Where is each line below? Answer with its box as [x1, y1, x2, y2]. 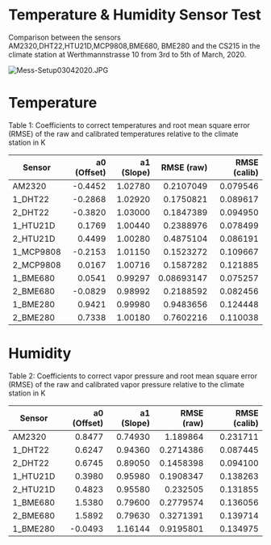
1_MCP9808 [12, 246, 62, 257]
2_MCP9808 [12, 259, 62, 270]
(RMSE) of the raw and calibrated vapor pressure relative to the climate [8, 379, 244, 389]
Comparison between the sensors [8, 32, 121, 42]
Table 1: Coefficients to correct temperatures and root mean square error [8, 120, 250, 130]
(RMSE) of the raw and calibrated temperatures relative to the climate [8, 129, 239, 138]
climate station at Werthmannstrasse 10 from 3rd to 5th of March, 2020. [8, 49, 247, 59]
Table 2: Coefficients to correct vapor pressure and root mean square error [8, 370, 258, 381]
